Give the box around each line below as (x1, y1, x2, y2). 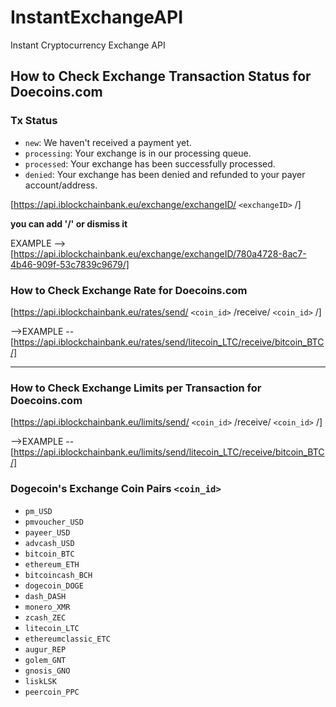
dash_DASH (24, 591, 67, 601)
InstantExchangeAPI (10, 6, 183, 29)
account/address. (24, 179, 98, 191)
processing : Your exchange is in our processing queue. (24, 147, 252, 159)
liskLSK (24, 676, 57, 686)
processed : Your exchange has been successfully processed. (24, 157, 276, 170)
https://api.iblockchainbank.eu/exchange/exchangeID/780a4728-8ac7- (13, 247, 307, 260)
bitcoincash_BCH (24, 570, 93, 580)
